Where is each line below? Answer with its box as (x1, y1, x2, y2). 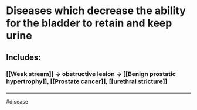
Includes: (6, 52, 41, 62)
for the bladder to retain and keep (6, 16, 172, 30)
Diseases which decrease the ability (6, 4, 186, 18)
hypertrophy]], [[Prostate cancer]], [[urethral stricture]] (6, 77, 168, 85)
